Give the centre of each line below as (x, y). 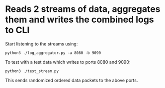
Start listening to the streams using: (41, 44)
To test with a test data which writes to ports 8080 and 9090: (68, 62)
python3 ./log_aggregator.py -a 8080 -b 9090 (53, 53)
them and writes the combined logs (80, 20)
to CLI (17, 30)
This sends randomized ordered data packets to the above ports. (72, 80)
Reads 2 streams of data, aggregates (83, 9)
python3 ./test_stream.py (32, 71)
